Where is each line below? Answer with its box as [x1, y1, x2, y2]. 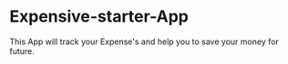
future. [9, 45, 35, 56]
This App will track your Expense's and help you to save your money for [9, 36, 280, 47]
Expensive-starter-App [9, 6, 190, 27]
